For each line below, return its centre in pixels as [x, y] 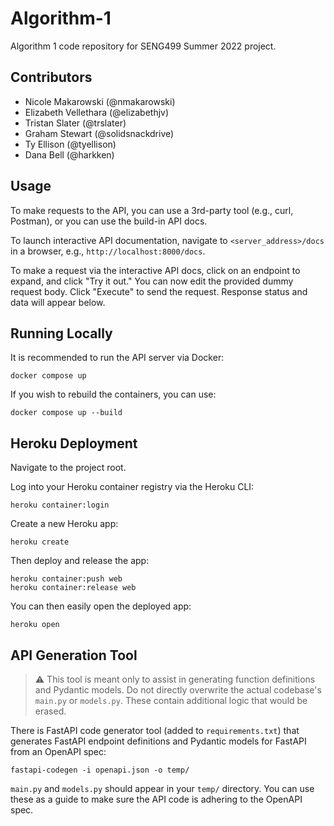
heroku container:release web [73, 588]
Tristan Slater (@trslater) [75, 123]
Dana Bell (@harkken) [69, 154]
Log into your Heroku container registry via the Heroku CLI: [132, 487]
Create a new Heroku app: [64, 524]
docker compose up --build [66, 413]
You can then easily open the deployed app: [101, 606]
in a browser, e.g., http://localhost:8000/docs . [108, 251]
